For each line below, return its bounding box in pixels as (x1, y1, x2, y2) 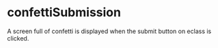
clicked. (7, 34, 29, 42)
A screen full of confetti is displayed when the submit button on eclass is (7, 27, 212, 35)
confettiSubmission (7, 5, 122, 20)
